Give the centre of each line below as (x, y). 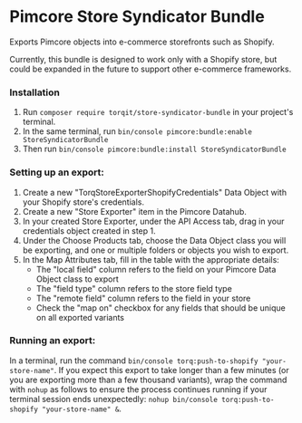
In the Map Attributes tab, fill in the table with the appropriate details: (151, 259)
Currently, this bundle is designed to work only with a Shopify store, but (143, 59)
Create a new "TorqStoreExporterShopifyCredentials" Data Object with (155, 192)
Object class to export (78, 279)
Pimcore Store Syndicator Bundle (137, 17)
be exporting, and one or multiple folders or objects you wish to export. (156, 250)
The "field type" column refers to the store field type (134, 288)
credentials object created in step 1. (89, 231)
